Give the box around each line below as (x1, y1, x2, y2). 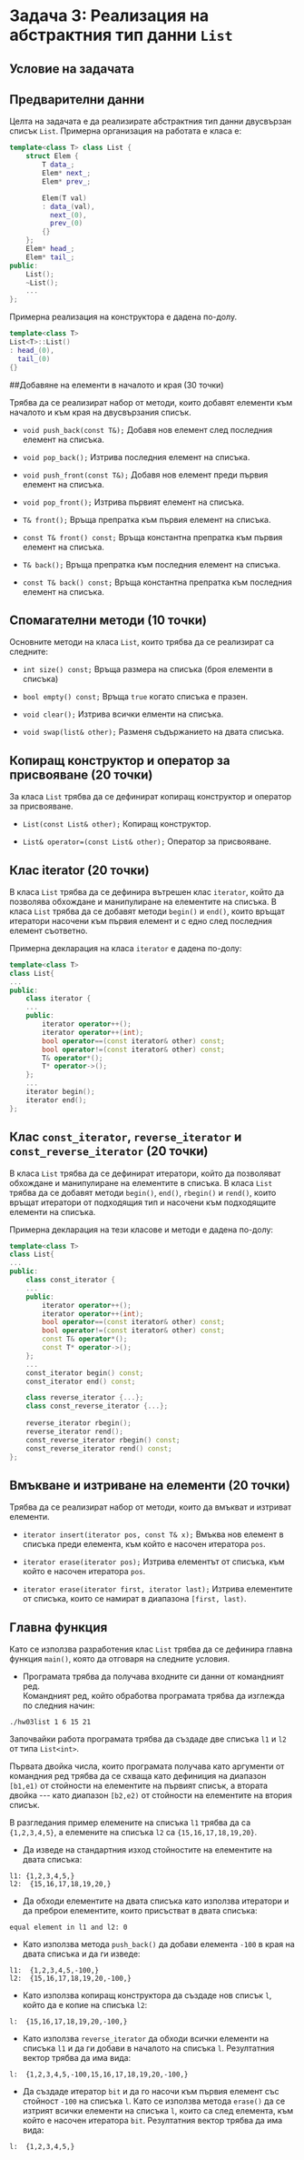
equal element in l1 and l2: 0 (9, 1923, 128, 1933)
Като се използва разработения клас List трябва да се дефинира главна (9, 1643, 293, 1655)
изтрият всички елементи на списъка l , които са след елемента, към (22, 2105, 293, 2116)
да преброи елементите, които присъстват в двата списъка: (22, 1905, 258, 1916)
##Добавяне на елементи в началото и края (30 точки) (9, 379, 224, 390)
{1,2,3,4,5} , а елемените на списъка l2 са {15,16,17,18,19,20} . (9, 1827, 257, 1838)
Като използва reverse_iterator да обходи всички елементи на (22, 2034, 270, 2044)
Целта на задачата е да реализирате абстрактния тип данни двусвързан (9, 116, 292, 127)
